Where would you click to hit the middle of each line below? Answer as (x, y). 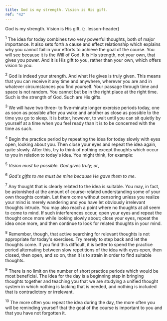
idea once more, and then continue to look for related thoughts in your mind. (83, 223)
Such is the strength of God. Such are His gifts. (54, 97)
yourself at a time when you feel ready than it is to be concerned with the (80, 123)
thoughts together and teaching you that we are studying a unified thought (82, 281)
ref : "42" (15, 14)
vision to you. (19, 66)
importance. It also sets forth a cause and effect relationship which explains (83, 44)
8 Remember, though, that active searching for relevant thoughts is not (78, 233)
